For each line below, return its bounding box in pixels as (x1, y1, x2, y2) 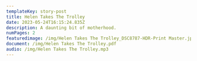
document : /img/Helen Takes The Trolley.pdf (6, 41, 117, 47)
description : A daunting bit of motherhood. (6, 24, 117, 31)
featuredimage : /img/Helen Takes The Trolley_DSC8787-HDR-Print (6, 35, 167, 41)
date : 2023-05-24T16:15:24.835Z (6, 19, 85, 25)
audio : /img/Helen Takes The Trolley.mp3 (6, 46, 109, 52)
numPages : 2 (6, 30, 35, 36)
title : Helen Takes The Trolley (6, 14, 85, 20)
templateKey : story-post (6, 8, 67, 15)
